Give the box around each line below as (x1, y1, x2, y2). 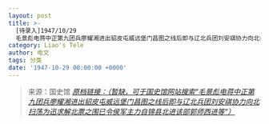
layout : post (8, 11, 52, 20)
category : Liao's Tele (8, 42, 84, 50)
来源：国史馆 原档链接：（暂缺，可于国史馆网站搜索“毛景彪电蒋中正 (27, 86, 248, 96)
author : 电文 (8, 49, 50, 57)
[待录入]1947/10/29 (15, 26, 77, 34)
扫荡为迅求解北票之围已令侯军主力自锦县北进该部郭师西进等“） (27, 106, 235, 116)
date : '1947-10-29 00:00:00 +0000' (8, 64, 127, 72)
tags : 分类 (8, 57, 42, 65)
